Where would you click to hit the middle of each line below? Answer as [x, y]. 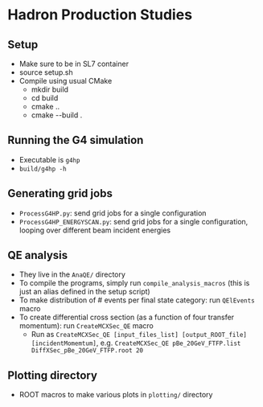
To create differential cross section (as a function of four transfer [127, 317]
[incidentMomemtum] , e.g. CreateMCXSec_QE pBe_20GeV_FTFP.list [136, 343]
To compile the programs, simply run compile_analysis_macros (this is [134, 283]
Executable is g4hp [49, 159]
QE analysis [38, 255]
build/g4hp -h [43, 169]
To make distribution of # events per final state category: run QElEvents [137, 300]
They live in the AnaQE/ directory [72, 274]
